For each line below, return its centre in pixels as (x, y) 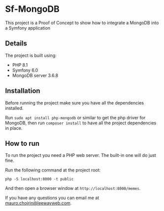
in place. (14, 128)
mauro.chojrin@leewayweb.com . (38, 203)
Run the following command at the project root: (53, 170)
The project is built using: (31, 55)
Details (16, 44)
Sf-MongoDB (33, 9)
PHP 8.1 (20, 65)
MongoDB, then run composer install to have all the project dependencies (81, 123)
